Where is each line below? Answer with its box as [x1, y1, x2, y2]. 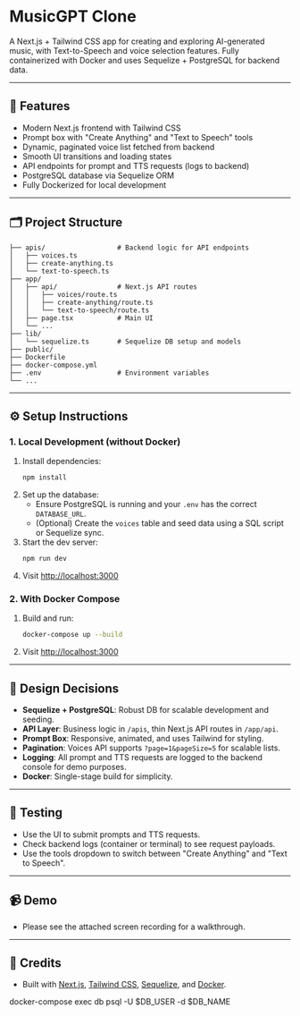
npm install [21, 473, 67, 482]
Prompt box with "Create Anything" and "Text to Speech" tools [21, 131, 254, 142]
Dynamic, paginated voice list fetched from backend [21, 141, 215, 152]
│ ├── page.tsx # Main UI [9, 313, 154, 323]
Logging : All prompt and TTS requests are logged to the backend [21, 751, 263, 762]
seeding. [21, 714, 55, 724]
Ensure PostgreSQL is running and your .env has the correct [35, 499, 257, 510]
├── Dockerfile [9, 352, 66, 361]
